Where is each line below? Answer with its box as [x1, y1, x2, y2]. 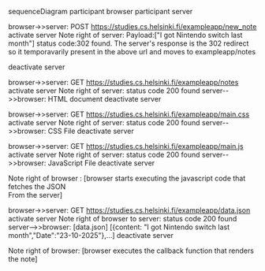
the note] [8, 254, 38, 263]
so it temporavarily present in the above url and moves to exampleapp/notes [8, 47, 256, 56]
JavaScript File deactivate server [47, 158, 155, 168]
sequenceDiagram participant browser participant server [8, 7, 193, 16]
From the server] [8, 191, 63, 199]
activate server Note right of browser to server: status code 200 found [8, 214, 237, 223]
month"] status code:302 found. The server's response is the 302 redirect [8, 39, 249, 48]
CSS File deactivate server [47, 126, 134, 135]
